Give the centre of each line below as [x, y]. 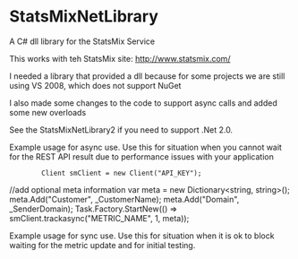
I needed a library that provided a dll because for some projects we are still [147, 76]
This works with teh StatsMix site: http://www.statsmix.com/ [120, 58]
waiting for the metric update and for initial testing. [102, 245]
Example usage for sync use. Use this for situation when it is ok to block [142, 236]
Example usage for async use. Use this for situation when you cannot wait [145, 147]
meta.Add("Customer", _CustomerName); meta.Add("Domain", [124, 199]
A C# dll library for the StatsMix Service [82, 41]
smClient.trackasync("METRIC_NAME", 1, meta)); [99, 218]
